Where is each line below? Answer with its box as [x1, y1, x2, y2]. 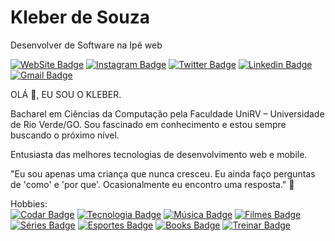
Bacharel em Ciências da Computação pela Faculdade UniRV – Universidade [10, 107, 325, 120]
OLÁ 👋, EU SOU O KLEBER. [10, 88, 122, 100]
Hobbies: [10, 197, 48, 210]
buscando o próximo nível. [10, 129, 120, 141]
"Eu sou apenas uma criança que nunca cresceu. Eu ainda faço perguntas [10, 167, 316, 180]
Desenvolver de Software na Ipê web [10, 39, 163, 51]
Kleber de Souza [10, 6, 150, 29]
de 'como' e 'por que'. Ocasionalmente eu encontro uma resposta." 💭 [10, 178, 295, 190]
